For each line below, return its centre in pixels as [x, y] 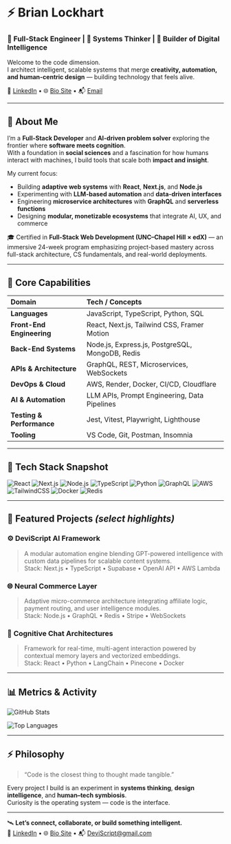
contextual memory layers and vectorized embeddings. [102, 656]
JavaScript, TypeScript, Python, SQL [145, 313]
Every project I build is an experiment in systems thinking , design [101, 788]
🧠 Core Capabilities [49, 282]
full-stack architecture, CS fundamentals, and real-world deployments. [107, 254]
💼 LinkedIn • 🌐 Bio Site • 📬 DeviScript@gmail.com [80, 833]
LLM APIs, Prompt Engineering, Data [145, 395]
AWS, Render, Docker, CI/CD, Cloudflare [151, 384]
